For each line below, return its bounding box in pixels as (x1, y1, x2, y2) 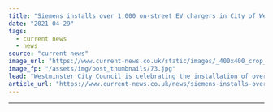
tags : (8, 27, 27, 35)
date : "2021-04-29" (8, 19, 75, 28)
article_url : (8, 80, 53, 88)
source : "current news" (8, 50, 89, 58)
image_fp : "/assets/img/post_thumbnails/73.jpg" (8, 65, 176, 73)
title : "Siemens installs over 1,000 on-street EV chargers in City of (8, 11, 256, 20)
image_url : (8, 58, 45, 66)
